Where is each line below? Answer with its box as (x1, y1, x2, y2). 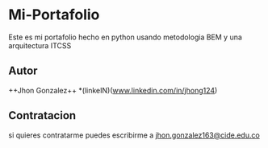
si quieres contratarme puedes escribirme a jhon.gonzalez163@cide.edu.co (8, 130, 260, 140)
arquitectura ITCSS (8, 40, 72, 50)
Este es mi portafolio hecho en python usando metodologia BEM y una (8, 32, 242, 42)
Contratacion (8, 109, 77, 122)
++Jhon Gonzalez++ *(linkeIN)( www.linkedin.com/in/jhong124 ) (8, 85, 218, 95)
